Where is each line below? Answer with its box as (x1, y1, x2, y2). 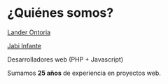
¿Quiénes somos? (7, 5, 114, 21)
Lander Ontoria (7, 28, 51, 36)
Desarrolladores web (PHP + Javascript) (7, 55, 124, 64)
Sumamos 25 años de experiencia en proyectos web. (7, 69, 161, 77)
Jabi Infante (7, 41, 42, 50)
